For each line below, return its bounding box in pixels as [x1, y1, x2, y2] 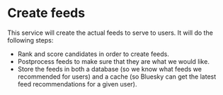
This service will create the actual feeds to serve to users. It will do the [7, 28, 214, 37]
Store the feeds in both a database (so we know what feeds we [17, 65, 202, 73]
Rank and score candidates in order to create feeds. [17, 50, 170, 58]
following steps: [7, 35, 54, 44]
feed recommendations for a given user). [17, 79, 137, 88]
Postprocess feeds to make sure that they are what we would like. [17, 57, 210, 65]
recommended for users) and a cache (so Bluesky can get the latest [17, 72, 217, 81]
